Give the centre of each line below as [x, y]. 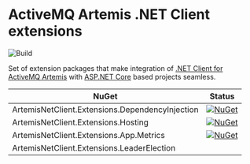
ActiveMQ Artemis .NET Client [109, 15]
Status [222, 96]
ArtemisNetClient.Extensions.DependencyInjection [105, 110]
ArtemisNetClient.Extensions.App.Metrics [88, 135]
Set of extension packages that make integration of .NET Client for [116, 68]
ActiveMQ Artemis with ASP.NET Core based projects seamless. [112, 76]
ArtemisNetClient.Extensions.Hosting [81, 122]
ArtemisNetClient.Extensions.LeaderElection [94, 147]
